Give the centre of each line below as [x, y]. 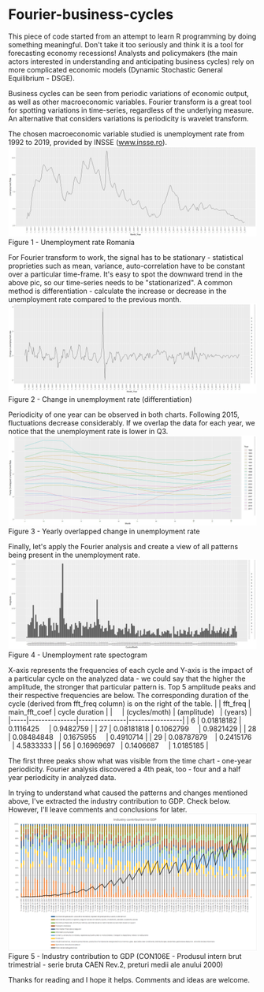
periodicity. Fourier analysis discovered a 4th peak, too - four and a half [125, 769]
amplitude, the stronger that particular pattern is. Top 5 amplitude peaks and [132, 687]
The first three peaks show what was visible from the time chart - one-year [130, 761]
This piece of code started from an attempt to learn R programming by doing [132, 36]
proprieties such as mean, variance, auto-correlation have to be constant [127, 266]
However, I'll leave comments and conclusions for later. [98, 810]
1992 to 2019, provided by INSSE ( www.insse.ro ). [88, 142]
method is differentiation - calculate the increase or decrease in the [117, 291]
